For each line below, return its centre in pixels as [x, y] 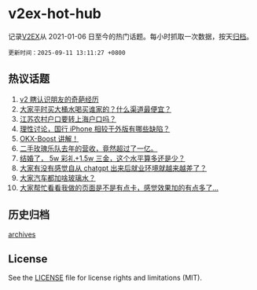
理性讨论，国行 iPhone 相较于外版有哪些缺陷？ [95, 128]
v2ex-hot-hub [55, 14]
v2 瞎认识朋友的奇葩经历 [59, 99]
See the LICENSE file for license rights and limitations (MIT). [105, 278]
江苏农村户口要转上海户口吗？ [68, 119]
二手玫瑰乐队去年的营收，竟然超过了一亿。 [88, 148]
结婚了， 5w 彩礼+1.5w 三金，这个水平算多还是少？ [102, 158]
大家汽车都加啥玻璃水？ [57, 178]
